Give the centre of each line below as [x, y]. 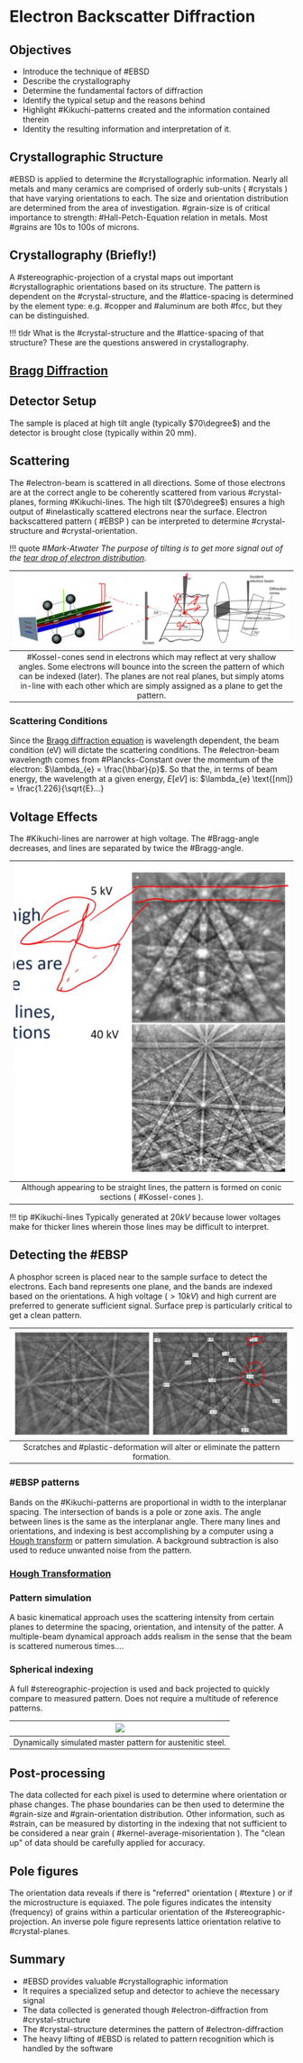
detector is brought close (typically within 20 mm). [103, 432]
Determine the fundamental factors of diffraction [113, 91]
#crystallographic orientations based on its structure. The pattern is [135, 287]
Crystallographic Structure [87, 157]
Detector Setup [53, 402]
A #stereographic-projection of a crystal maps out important [122, 277]
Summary [37, 1960]
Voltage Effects [54, 816]
